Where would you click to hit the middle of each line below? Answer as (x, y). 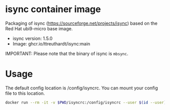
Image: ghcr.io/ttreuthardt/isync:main (51, 43)
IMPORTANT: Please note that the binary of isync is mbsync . (67, 53)
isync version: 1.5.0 (33, 38)
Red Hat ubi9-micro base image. (39, 28)
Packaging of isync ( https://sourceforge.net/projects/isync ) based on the (81, 23)
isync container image (53, 9)
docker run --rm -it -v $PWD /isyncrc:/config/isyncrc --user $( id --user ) (86, 102)
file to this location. (25, 93)
